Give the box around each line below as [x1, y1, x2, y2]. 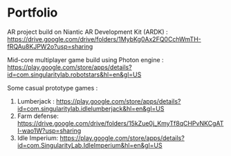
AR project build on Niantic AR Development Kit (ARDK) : [7, 28, 168, 36]
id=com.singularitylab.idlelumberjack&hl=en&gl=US [17, 104, 165, 113]
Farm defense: [17, 112, 59, 120]
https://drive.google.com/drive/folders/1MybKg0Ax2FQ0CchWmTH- [7, 35, 202, 43]
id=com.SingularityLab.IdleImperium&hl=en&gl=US [17, 141, 163, 149]
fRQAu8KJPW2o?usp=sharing [7, 42, 93, 50]
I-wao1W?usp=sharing [17, 126, 82, 135]
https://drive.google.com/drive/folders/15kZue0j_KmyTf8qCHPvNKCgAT [17, 119, 224, 127]
